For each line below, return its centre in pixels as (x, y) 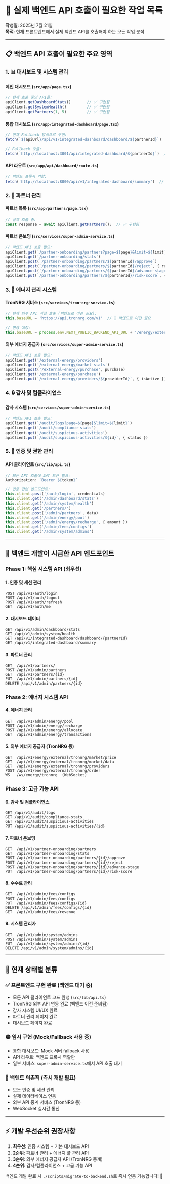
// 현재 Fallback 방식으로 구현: (36, 135)
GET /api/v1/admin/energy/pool (39, 721)
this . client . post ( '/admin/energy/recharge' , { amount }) (67, 522)
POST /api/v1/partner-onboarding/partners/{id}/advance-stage (72, 867)
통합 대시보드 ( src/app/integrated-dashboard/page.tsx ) (62, 124)
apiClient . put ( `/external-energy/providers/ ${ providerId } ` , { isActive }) (86, 379)
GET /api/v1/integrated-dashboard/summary (51, 643)
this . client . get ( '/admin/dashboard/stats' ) (52, 499)
